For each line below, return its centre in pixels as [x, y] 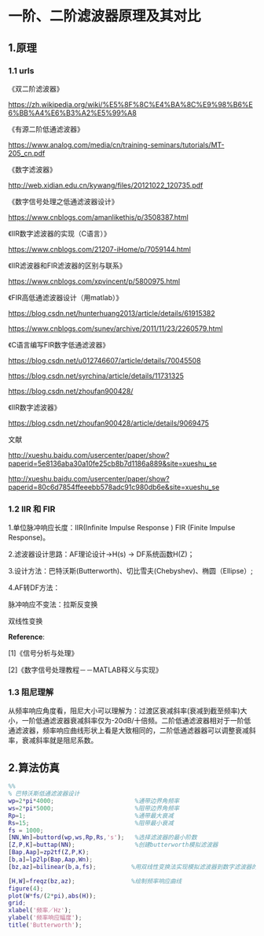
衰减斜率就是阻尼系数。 [60, 741]
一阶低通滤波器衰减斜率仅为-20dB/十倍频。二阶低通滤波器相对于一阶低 [136, 721]
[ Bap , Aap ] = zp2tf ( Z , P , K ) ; [49, 852]
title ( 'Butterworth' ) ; [45, 925]
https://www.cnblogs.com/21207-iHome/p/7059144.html [99, 249]
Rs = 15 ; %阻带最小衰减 [91, 823]
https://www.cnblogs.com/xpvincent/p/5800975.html [94, 281]
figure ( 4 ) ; [26, 888]
